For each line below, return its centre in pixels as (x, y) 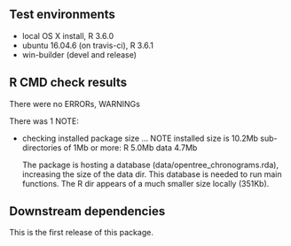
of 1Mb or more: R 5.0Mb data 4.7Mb (130, 147)
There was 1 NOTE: (44, 121)
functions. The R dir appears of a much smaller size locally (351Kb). (145, 183)
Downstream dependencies (87, 211)
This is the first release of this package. (81, 233)
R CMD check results (68, 83)
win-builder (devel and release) (79, 54)
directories (42, 147)
